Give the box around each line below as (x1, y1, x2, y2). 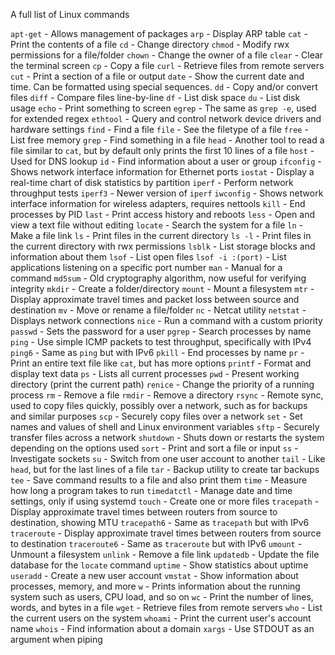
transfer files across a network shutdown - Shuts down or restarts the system (10, 432, 325, 443)
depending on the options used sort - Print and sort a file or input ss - (10, 442, 299, 454)
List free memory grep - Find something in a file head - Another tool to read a (10, 134, 325, 146)
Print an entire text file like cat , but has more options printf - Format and (10, 357, 312, 369)
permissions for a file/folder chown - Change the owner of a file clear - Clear (10, 49, 324, 61)
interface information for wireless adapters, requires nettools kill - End (10, 198, 306, 209)
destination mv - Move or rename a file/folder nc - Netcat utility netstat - (10, 304, 307, 316)
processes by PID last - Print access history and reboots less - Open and (10, 209, 315, 220)
